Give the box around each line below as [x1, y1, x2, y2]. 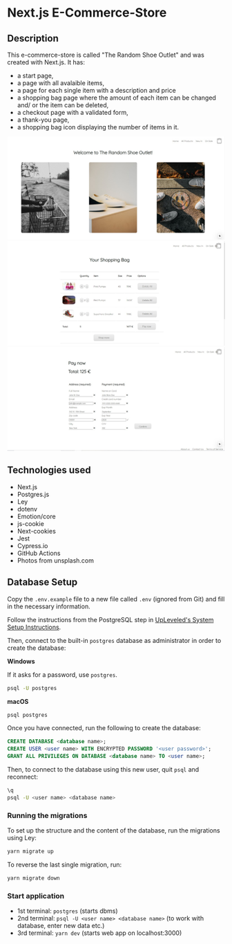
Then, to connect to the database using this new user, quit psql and [7, 765, 200, 774]
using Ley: [7, 834, 37, 842]
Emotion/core [17, 512, 57, 520]
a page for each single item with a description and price [17, 87, 176, 94]
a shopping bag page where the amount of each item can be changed [17, 93, 216, 102]
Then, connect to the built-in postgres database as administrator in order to [7, 636, 222, 644]
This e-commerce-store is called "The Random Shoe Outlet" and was [7, 51, 205, 59]
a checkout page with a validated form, [17, 109, 129, 116]
